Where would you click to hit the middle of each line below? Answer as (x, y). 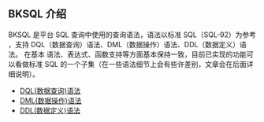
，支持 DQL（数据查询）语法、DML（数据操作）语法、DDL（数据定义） (124, 44)
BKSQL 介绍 (37, 14)
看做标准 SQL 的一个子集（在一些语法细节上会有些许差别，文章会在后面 (130, 64)
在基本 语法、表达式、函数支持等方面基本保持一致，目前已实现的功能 (135, 54)
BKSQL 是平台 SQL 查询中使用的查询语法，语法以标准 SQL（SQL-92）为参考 (132, 35)
